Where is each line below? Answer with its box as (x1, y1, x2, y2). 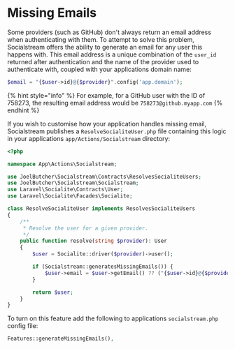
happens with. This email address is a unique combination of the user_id (7, 50, 217, 59)
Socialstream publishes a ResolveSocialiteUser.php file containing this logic (7, 127, 227, 135)
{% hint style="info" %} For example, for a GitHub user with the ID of (7, 91, 206, 99)
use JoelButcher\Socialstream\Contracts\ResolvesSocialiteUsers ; (7, 173, 201, 180)
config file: (7, 322, 38, 330)
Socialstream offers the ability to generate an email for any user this (7, 43, 203, 51)
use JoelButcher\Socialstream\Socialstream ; (7, 179, 139, 186)
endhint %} (7, 106, 40, 114)
